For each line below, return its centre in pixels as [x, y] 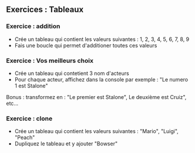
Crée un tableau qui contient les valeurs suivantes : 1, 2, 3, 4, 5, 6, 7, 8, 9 [102, 39]
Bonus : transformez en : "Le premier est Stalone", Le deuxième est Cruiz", [96, 97]
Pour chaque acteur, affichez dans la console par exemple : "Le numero [101, 79]
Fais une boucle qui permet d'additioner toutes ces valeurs [86, 45]
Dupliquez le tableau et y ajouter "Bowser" [66, 144]
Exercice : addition [33, 26]
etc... [12, 103]
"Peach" [25, 138]
